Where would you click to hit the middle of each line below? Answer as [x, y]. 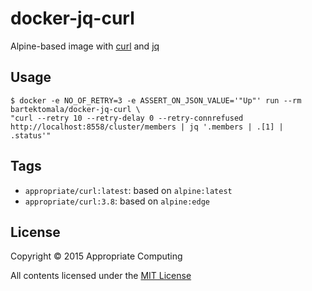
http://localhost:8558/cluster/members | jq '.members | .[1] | [147, 127]
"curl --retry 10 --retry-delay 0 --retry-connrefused [127, 118]
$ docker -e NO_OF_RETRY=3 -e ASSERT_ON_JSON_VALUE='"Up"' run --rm [156, 100]
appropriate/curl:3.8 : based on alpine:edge [117, 201]
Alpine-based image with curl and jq [85, 46]
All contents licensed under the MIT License [101, 276]
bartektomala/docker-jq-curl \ [75, 109]
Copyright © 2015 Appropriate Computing [96, 256]
